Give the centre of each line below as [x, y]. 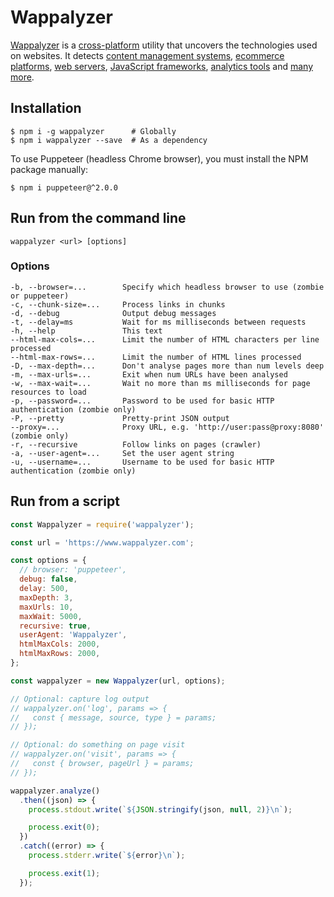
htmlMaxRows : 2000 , [60, 654]
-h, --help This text [86, 331]
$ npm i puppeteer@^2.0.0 [64, 187]
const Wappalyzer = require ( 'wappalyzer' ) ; [102, 524]
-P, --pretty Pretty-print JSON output [120, 418]
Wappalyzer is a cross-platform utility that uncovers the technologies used [164, 45]
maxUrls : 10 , [46, 607]
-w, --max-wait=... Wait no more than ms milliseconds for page [160, 383]
